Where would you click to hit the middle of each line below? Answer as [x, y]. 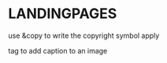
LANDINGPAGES [63, 14]
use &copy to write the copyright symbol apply [84, 35]
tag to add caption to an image [58, 50]
